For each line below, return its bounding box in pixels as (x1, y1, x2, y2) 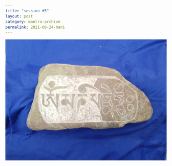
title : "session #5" (5, 8, 50, 13)
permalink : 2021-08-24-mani (5, 25, 66, 30)
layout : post (5, 13, 33, 19)
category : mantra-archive (5, 19, 60, 24)
